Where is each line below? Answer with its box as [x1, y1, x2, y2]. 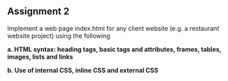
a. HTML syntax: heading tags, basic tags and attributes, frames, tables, [7, 45, 222, 53]
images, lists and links [7, 52, 73, 61]
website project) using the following [7, 31, 111, 40]
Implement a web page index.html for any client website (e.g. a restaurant [7, 24, 220, 32]
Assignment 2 [7, 6, 70, 17]
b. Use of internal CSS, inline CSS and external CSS [7, 66, 159, 74]
